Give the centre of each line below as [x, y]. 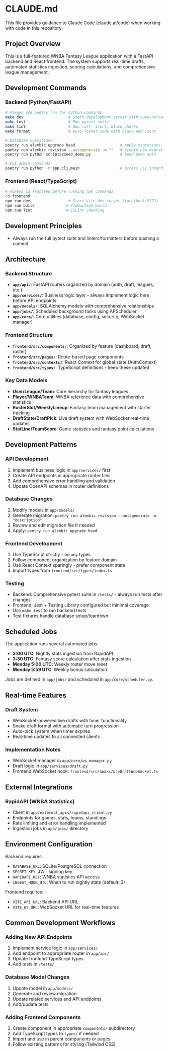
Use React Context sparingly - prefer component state [69, 565]
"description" [27, 520]
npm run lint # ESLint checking [55, 210]
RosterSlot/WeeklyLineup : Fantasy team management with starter [82, 407]
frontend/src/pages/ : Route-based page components [68, 357]
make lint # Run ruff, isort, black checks [72, 127]
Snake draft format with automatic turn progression [66, 726]
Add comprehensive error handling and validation [64, 481]
